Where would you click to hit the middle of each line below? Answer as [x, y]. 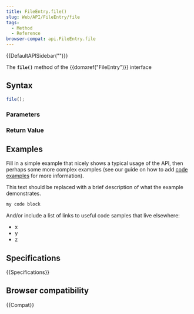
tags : [13, 22]
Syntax [19, 86]
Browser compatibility [48, 291]
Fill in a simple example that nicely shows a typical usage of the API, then [95, 163]
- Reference [26, 34]
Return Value [25, 130]
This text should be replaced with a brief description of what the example [95, 187]
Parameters [23, 114]
